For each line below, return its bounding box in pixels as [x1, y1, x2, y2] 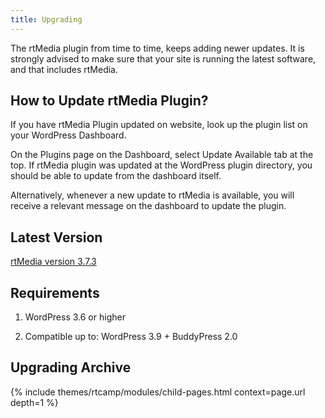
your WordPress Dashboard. [10, 129, 127, 141]
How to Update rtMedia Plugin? [10, 92, 209, 110]
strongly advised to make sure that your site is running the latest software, [10, 52, 317, 65]
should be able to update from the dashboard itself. [10, 170, 222, 182]
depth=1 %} [10, 396, 59, 408]
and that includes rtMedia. [10, 63, 119, 75]
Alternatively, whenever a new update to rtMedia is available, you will [10, 189, 295, 201]
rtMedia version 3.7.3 [10, 256, 97, 268]
